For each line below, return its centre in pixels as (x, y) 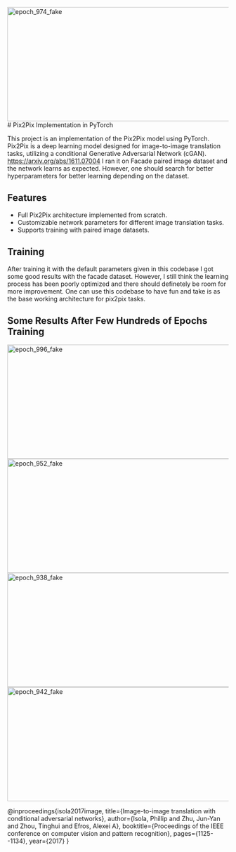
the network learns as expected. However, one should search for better (111, 168)
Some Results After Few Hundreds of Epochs (107, 321)
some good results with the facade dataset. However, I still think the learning (118, 276)
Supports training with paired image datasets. (83, 230)
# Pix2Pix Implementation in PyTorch (60, 125)
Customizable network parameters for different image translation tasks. (121, 222)
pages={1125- (193, 834)
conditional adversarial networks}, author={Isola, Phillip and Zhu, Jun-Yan (114, 819)
